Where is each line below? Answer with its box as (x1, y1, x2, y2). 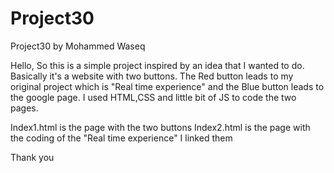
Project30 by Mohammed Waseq (10, 40, 146, 52)
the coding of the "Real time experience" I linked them (10, 132, 233, 144)
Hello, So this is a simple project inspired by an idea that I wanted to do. (10, 59, 305, 71)
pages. (10, 102, 39, 114)
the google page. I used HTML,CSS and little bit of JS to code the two (10, 91, 297, 103)
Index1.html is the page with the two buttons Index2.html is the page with (10, 121, 311, 133)
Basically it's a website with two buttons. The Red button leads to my (10, 70, 294, 82)
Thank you (10, 151, 55, 163)
